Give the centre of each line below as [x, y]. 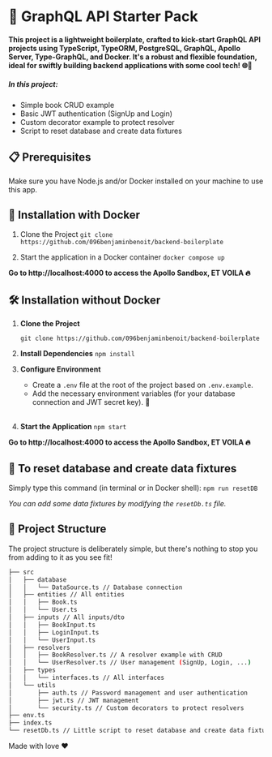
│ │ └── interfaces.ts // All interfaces [86, 678]
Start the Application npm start [73, 427]
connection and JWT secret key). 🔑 [91, 402]
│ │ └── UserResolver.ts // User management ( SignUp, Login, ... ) [130, 663]
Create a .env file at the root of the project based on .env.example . [142, 385]
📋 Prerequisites [50, 157]
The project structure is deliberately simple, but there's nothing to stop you [133, 548]
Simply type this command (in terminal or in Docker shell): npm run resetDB [133, 488]
